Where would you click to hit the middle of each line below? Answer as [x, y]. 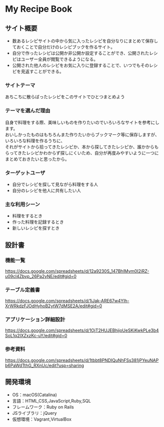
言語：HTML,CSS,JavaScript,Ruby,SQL [52, 401]
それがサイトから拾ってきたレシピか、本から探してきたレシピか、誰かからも [82, 147]
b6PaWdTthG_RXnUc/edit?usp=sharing [45, 365]
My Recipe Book [39, 9]
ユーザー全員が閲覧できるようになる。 [59, 59]
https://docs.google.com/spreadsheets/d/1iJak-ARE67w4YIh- [67, 301]
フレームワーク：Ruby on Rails [43, 407]
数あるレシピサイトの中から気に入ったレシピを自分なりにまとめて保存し [85, 41]
